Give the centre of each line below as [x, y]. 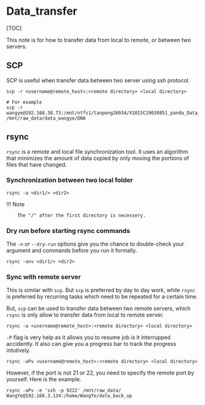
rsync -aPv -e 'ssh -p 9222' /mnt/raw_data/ [64, 391]
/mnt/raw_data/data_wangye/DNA [46, 118]
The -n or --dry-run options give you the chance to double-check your [95, 244]
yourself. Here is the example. [44, 379]
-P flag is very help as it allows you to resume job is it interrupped [88, 337]
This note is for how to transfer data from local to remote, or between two [99, 40]
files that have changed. [37, 164]
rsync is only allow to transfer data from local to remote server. [85, 315]
